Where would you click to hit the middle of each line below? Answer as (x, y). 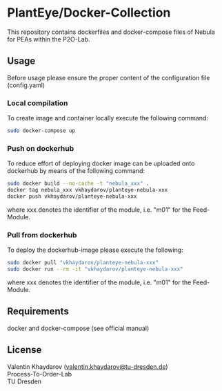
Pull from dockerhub (42, 235)
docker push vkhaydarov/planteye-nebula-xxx (72, 196)
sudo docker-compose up (41, 131)
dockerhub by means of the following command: (76, 171)
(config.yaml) (26, 85)
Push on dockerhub (41, 148)
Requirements (38, 312)
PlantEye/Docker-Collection (89, 13)
